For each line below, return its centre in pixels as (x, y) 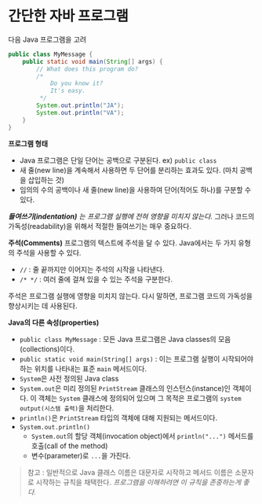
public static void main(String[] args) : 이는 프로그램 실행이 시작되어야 (136, 359)
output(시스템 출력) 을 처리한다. (67, 408)
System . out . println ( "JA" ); (80, 106)
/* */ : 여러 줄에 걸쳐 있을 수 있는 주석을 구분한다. (96, 279)
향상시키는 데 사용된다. (43, 305)
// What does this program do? (87, 69)
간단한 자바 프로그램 (69, 16)
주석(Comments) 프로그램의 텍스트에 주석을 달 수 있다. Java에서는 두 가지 (122, 243)
